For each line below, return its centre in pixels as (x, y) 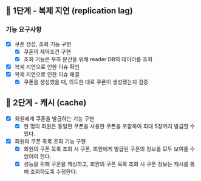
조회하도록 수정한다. (54, 172)
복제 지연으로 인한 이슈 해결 (47, 74)
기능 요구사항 (24, 30)
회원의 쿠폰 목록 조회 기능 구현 (50, 141)
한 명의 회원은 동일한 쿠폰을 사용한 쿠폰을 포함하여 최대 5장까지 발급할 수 (109, 126)
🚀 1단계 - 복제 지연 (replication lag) (69, 11)
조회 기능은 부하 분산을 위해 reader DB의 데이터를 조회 (88, 59)
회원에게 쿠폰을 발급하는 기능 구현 (54, 118)
